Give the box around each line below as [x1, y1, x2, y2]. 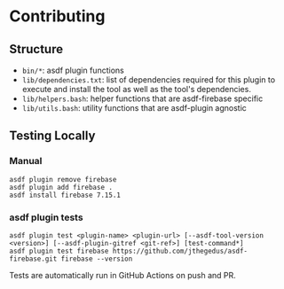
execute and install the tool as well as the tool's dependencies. [21, 84, 251, 94]
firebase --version [60, 254, 133, 263]
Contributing [9, 6, 106, 27]
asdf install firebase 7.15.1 [9, 191, 122, 199]
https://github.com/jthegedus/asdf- [112, 246, 248, 255]
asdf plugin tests [9, 211, 83, 223]
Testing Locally [9, 129, 96, 144]
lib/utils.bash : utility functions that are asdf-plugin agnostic [21, 103, 247, 113]
